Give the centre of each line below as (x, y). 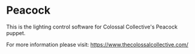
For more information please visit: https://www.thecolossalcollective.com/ (97, 45)
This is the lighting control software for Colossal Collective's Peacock (92, 27)
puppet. (16, 33)
